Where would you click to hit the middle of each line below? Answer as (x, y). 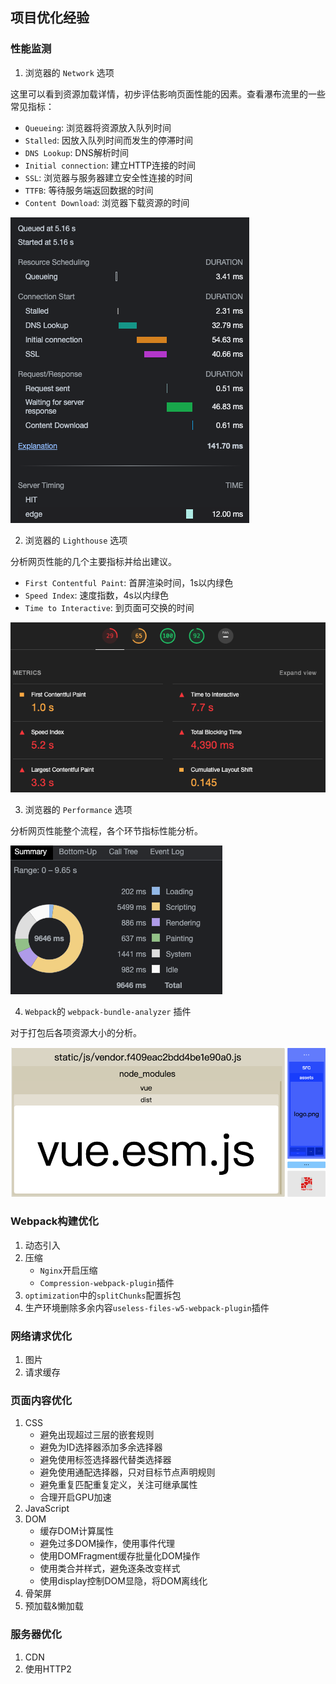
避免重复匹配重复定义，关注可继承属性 (118, 1485)
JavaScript (47, 1509)
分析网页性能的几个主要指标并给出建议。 (93, 561)
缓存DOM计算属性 (77, 1531)
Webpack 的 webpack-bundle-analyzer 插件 (108, 1012)
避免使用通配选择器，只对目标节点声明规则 (127, 1472)
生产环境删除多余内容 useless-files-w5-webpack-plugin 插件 (147, 1307)
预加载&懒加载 (54, 1606)
